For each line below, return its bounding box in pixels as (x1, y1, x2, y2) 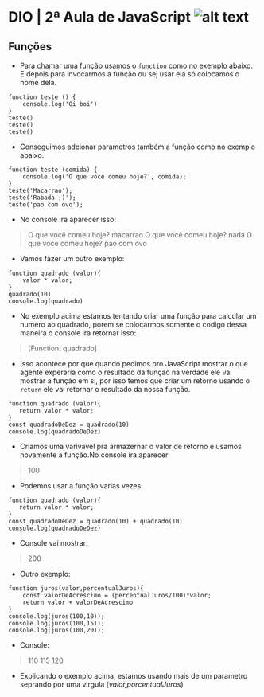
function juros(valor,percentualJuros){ (8, 585, 145, 593)
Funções (8, 40, 52, 53)
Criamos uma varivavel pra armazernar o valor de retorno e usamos (19, 442, 243, 451)
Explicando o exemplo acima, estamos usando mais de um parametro (19, 672, 248, 680)
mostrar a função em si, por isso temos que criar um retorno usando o (19, 376, 250, 386)
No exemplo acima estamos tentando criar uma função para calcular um (19, 311, 257, 320)
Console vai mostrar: (19, 538, 89, 547)
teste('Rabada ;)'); (8, 194, 77, 202)
